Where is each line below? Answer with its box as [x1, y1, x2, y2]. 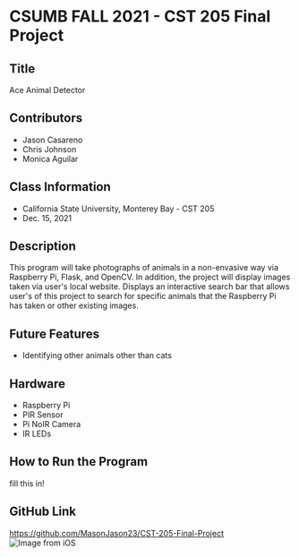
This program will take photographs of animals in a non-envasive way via [9, 262, 279, 273]
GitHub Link [9, 504, 76, 519]
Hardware [9, 376, 65, 391]
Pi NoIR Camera [21, 419, 81, 430]
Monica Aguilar [21, 153, 79, 164]
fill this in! [9, 477, 45, 489]
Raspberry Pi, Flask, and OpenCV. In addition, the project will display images [9, 271, 291, 283]
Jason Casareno [21, 134, 83, 145]
